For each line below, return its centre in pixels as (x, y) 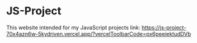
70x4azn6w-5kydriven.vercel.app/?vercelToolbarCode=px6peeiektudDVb (99, 33)
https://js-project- (164, 27)
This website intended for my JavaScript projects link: (73, 27)
